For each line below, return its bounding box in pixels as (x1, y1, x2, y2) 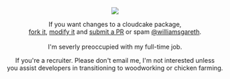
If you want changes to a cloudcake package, (48, 20, 182, 28)
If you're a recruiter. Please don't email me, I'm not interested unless (15, 56, 215, 64)
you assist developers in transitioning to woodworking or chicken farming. (6, 63, 224, 72)
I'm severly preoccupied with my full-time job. (48, 42, 182, 51)
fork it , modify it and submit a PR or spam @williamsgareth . (28, 28, 202, 36)
